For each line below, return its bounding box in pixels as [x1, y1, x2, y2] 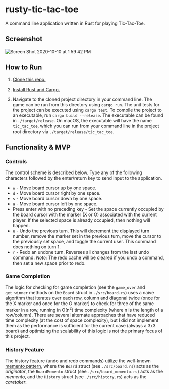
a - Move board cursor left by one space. [12, 201, 98, 207]
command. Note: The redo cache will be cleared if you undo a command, [12, 254, 164, 261]
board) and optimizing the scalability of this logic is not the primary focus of [5, 328, 163, 334]
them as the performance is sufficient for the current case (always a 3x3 [5, 323, 156, 329]
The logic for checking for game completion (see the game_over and [5, 284, 145, 290]
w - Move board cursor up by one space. [12, 185, 97, 191]
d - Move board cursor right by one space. [12, 190, 101, 196]
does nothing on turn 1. [12, 244, 61, 250]
